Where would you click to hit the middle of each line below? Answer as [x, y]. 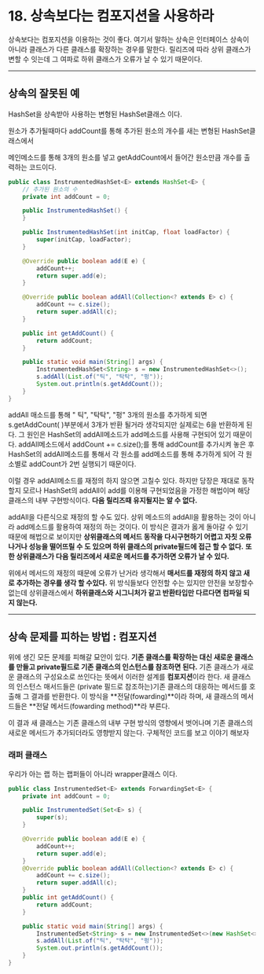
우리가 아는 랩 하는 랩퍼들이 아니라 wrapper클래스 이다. [93, 774]
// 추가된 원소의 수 [50, 189]
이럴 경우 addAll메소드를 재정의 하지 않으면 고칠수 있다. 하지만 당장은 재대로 [124, 480]
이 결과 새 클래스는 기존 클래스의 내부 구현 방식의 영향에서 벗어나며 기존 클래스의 [131, 723]
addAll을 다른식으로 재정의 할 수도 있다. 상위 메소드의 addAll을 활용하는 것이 [125, 516]
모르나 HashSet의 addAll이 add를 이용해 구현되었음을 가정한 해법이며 [129, 490]
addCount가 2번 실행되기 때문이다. [82, 464]
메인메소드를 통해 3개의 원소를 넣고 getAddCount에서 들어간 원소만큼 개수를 [125, 157]
